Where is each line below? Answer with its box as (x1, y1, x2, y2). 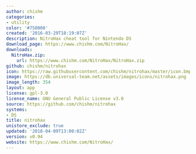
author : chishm (6, 8, 43, 15)
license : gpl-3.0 (6, 90, 48, 96)
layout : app (6, 85, 35, 91)
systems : (6, 107, 27, 112)
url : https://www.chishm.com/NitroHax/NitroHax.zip (16, 57, 145, 63)
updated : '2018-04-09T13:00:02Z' (6, 128, 87, 135)
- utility (6, 19, 30, 25)
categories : (6, 14, 35, 20)
